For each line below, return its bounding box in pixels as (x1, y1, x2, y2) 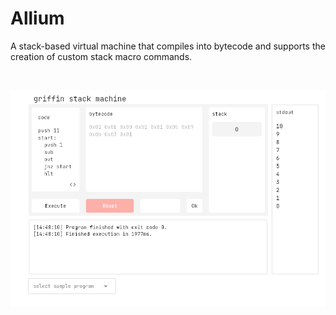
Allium (10, 7, 65, 30)
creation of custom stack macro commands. (10, 50, 193, 62)
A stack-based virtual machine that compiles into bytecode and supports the (10, 40, 326, 52)
